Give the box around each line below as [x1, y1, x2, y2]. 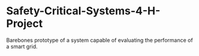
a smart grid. [6, 43, 38, 50]
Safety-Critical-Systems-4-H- [6, 4, 161, 18]
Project [6, 17, 43, 30]
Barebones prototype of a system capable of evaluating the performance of [6, 36, 193, 43]
